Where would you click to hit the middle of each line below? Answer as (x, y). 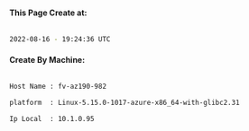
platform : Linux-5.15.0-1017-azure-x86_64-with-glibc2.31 (125, 103)
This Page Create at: (48, 13)
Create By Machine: (47, 59)
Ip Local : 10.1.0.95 (52, 119)
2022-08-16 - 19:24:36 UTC (60, 39)
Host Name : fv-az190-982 (58, 87)
